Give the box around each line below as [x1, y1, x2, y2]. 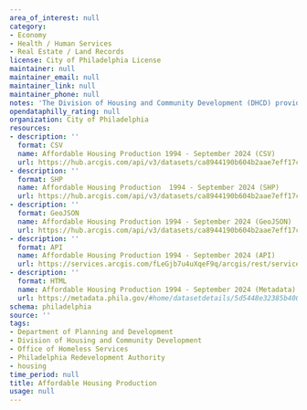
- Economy [9, 30, 48, 39]
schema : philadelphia [9, 302, 92, 311]
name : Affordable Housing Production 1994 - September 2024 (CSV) [17, 149, 276, 158]
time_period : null [9, 370, 79, 379]
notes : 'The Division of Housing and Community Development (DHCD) [9, 98, 272, 108]
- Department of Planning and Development [9, 328, 174, 337]
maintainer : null [9, 65, 76, 74]
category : [9, 22, 48, 31]
